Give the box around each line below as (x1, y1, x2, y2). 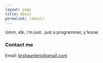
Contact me (5, 42, 34, 48)
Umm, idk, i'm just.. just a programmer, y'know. (5, 30, 99, 35)
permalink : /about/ (5, 16, 45, 21)
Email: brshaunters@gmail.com (5, 52, 68, 58)
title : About (5, 12, 32, 16)
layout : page (5, 7, 32, 12)
